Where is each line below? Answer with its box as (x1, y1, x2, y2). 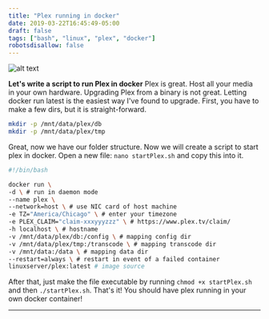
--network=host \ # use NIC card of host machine (8, 203, 178, 211)
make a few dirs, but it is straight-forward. (8, 105, 147, 115)
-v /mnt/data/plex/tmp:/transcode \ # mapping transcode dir (8, 240, 217, 248)
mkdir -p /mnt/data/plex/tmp (8, 127, 106, 135)
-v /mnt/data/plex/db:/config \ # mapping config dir (8, 232, 192, 240)
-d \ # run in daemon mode (8, 188, 98, 196)
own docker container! (8, 294, 82, 304)
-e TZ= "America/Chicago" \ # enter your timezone (8, 210, 178, 219)
